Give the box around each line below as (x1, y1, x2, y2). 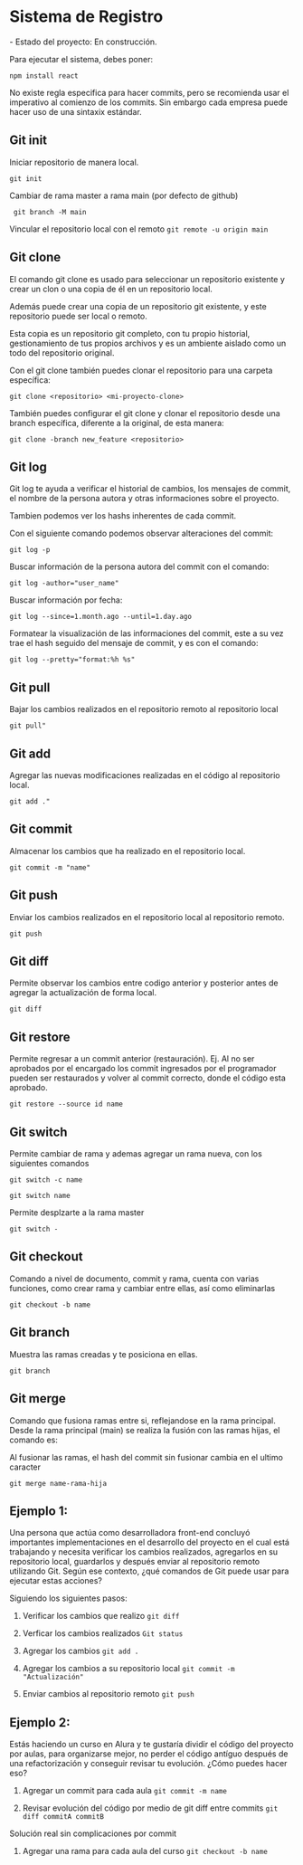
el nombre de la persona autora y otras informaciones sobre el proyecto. (9, 493, 279, 504)
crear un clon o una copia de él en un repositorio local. (9, 283, 213, 294)
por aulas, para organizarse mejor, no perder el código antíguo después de (9, 1748, 289, 1759)
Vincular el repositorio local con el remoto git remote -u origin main (9, 224, 269, 234)
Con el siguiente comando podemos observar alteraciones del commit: (9, 528, 274, 539)
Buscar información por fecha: (9, 595, 123, 605)
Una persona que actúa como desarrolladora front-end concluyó (9, 1527, 251, 1538)
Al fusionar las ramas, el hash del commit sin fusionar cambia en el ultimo (9, 1451, 283, 1462)
